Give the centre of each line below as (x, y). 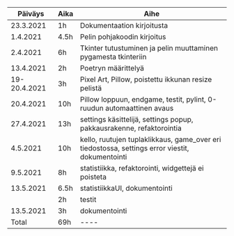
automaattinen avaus (140, 108)
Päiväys (31, 14)
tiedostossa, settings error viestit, (134, 148)
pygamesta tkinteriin (113, 57)
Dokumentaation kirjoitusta (124, 25)
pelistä (91, 88)
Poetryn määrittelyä (112, 68)
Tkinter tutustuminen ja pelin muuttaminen (149, 48)
